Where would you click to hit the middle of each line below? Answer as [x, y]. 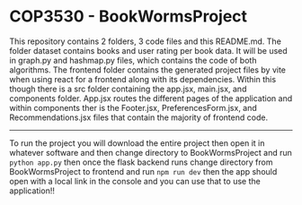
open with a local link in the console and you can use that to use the [135, 181]
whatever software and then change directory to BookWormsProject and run [151, 152]
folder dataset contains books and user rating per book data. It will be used [148, 50]
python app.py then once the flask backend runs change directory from [141, 162]
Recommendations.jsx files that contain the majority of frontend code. [138, 117]
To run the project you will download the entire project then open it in [137, 143]
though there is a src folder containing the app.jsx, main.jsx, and [128, 89]
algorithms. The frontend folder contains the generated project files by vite [147, 70]
